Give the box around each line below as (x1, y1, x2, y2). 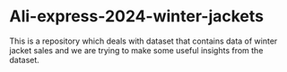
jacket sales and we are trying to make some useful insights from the (9, 44, 264, 55)
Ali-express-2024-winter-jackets (9, 6, 265, 27)
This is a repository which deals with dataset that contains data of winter (9, 36, 278, 46)
